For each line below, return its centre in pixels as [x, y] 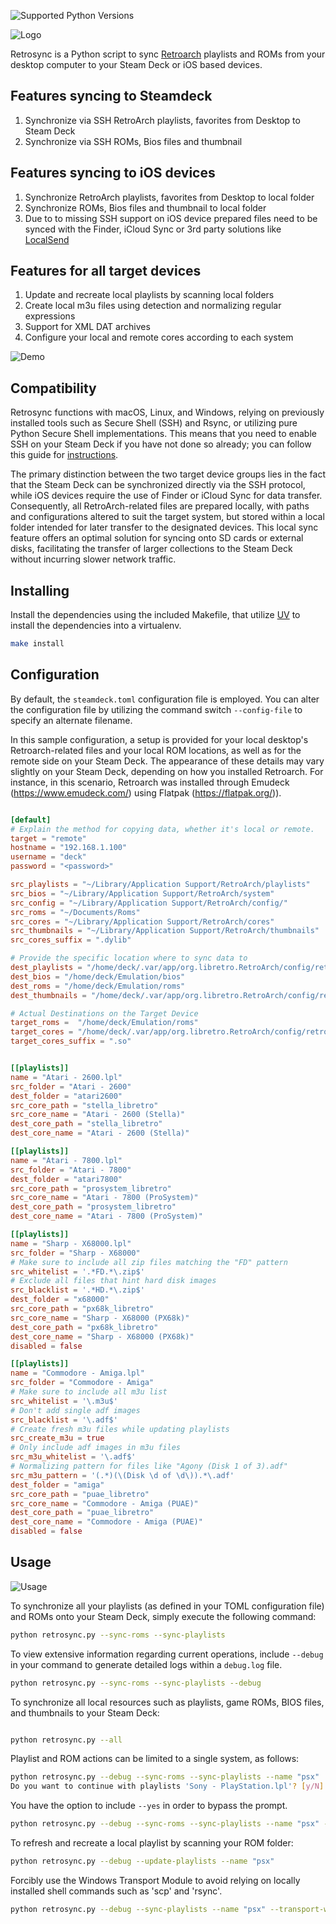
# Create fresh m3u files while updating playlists [120, 1429]
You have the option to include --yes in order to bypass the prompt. [149, 1806]
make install [37, 644]
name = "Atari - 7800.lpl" [66, 1160]
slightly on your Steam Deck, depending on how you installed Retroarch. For [167, 771]
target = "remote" [48, 838]
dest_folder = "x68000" [60, 1300]
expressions [50, 316]
